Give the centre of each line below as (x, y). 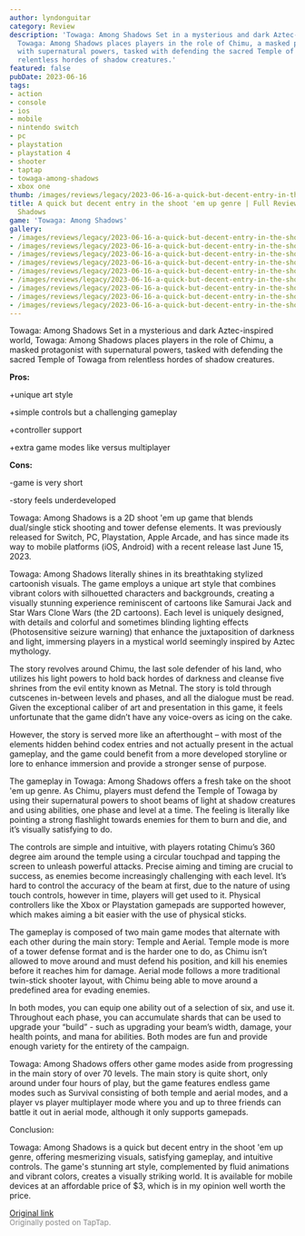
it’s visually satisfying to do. (61, 830)
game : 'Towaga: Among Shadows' (69, 220)
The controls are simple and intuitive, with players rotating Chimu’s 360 (143, 847)
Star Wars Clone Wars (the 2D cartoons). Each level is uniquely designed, (147, 613)
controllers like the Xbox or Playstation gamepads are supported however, (148, 905)
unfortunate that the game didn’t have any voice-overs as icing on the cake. (151, 717)
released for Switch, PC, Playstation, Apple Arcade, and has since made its (149, 538)
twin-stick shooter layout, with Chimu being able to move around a (134, 981)
